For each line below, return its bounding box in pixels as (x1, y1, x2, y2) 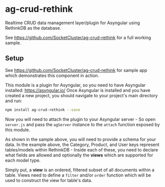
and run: (5, 98, 22, 104)
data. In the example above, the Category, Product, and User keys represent (5, 142, 160, 148)
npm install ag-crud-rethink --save (5, 107, 80, 112)
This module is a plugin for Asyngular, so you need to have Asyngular (5, 82, 146, 88)
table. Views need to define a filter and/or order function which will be (5, 172, 151, 178)
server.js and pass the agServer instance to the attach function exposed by (5, 121, 160, 127)
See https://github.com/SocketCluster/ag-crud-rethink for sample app (5, 67, 148, 73)
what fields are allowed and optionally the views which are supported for (5, 152, 154, 158)
